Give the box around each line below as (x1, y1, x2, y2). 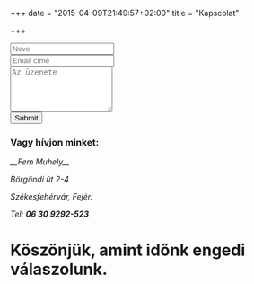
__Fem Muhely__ (10, 156, 70, 167)
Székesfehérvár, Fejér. (10, 191, 93, 202)
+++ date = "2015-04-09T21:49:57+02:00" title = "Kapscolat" (10, 8, 240, 18)
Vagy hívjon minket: (10, 136, 100, 148)
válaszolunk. (10, 260, 108, 280)
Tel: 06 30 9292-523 (10, 209, 89, 219)
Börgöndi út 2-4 (10, 174, 70, 185)
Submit (14, 113, 39, 122)
